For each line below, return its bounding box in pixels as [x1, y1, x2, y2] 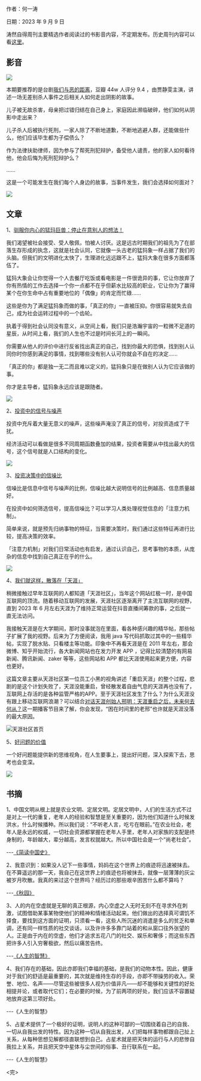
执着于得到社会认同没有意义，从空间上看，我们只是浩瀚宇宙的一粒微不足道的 [6, 322, 195, 329]
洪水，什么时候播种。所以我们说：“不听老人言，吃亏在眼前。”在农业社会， [6, 821, 187, 828]
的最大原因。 [6, 712, 38, 719]
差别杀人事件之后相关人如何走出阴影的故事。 [26, 93, 138, 100]
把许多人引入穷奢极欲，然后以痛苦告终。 [6, 939, 106, 947]
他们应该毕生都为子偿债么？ [16, 134, 85, 141]
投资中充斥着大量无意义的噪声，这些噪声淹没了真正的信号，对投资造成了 [6, 420, 184, 427]
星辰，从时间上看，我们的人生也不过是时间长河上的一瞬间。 [6, 330, 153, 337]
